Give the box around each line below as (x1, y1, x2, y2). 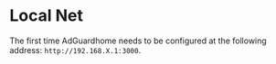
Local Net (9, 5, 84, 26)
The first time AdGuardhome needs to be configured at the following (9, 35, 267, 46)
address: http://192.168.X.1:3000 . (9, 44, 142, 55)
